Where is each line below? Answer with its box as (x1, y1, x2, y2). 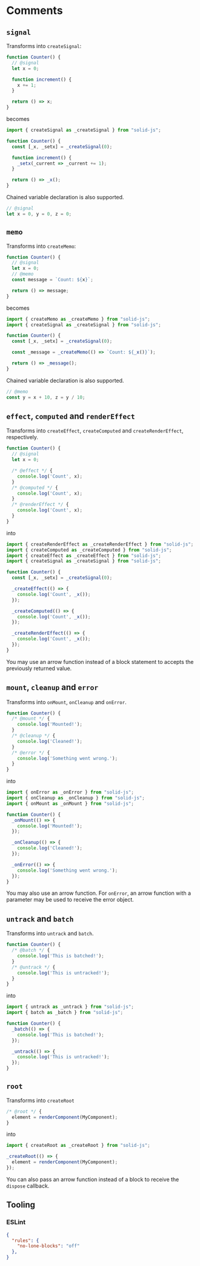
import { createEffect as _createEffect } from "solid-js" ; (6, 552, 162, 559)
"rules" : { (12, 1237, 39, 1244)
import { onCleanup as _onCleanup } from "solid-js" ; (6, 795, 145, 801)
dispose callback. (6, 1182, 50, 1189)
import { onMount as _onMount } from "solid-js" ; (6, 800, 135, 807)
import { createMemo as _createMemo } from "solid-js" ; (6, 316, 150, 322)
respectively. (6, 434, 38, 441)
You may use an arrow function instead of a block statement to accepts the (6, 658, 194, 665)
